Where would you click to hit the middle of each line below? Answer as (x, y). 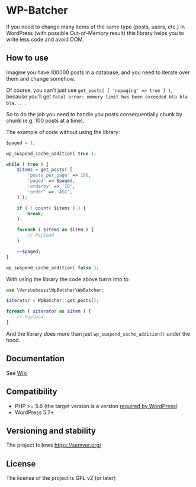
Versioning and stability (51, 431)
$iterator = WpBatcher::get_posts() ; (53, 301)
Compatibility (32, 392)
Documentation (36, 359)
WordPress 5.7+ (34, 412)
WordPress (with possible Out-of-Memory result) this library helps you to (95, 33)
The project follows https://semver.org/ (54, 445)
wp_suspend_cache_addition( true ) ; (51, 154)
